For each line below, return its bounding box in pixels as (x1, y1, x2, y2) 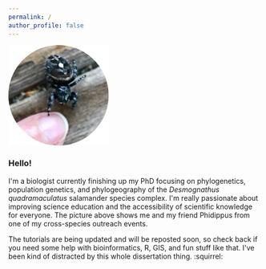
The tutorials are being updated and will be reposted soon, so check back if (8, 234, 258, 244)
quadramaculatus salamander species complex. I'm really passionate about (8, 193, 259, 202)
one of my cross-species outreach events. (8, 218, 148, 228)
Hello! (8, 157, 32, 169)
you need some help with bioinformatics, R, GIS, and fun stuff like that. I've (8, 243, 255, 252)
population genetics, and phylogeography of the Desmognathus (8, 185, 220, 194)
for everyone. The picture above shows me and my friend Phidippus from (8, 210, 251, 220)
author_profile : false (8, 21, 84, 30)
